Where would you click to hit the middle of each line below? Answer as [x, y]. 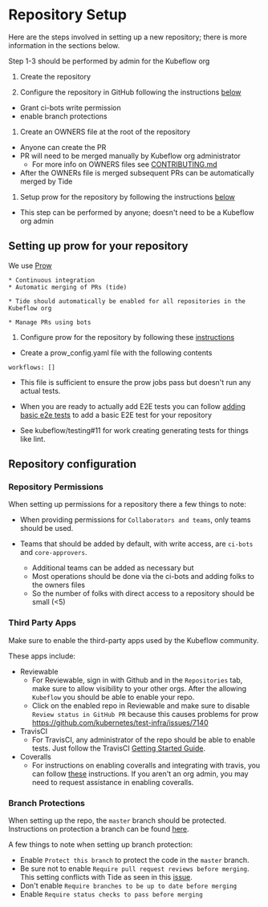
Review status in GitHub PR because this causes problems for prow [145, 714]
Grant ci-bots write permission [71, 107]
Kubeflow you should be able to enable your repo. [113, 697]
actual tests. [40, 391]
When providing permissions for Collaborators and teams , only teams [135, 520]
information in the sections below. [64, 45]
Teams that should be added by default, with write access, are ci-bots [136, 544]
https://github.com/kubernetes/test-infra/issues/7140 [120, 723]
